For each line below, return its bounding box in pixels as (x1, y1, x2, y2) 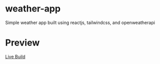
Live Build (5, 53, 26, 59)
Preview (5, 37, 40, 48)
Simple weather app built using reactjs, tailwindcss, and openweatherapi (5, 19, 155, 25)
